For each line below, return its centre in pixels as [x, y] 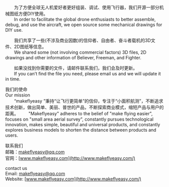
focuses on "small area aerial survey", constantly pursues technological [79, 119]
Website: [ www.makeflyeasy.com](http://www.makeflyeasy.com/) [73, 179]
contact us [16, 168]
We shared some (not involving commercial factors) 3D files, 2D [80, 52]
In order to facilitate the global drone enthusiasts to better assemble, [85, 19]
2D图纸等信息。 [30, 46]
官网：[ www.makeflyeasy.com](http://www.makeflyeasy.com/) [70, 158]
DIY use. [14, 30]
